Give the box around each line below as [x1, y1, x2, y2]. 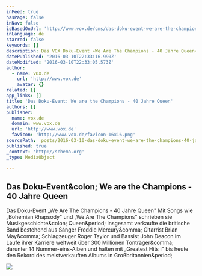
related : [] [6, 87, 36, 93]
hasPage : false [6, 14, 44, 20]
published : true [6, 143, 47, 149]
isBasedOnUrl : [6, 25, 42, 32]
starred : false [6, 37, 44, 43]
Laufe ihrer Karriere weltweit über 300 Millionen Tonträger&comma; [6, 239, 174, 247]
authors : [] [6, 103, 36, 110]
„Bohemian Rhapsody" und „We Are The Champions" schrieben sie [6, 213, 173, 221]
